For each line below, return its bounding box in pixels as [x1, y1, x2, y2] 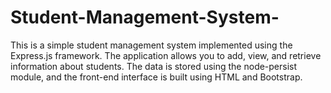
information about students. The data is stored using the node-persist [10, 60, 298, 72]
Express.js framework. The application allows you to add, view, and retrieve [10, 49, 322, 61]
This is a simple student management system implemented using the [10, 39, 293, 51]
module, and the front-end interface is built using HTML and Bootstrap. [10, 71, 303, 83]
